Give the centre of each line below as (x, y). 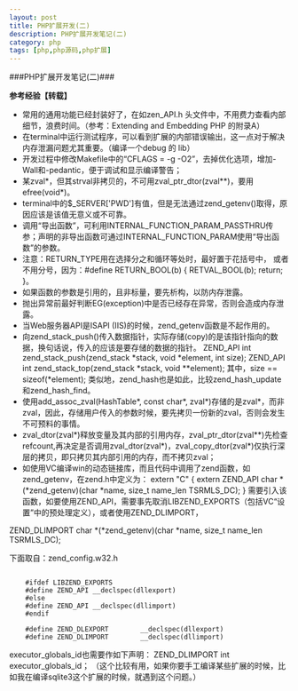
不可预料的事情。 (53, 424)
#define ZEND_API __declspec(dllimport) (101, 606)
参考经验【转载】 (40, 96)
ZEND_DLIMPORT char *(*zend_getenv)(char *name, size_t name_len (136, 530)
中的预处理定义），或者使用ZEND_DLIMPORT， (118, 512)
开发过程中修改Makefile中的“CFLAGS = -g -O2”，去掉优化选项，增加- (149, 159)
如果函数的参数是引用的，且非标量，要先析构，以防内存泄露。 (135, 292)
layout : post (33, 17)
